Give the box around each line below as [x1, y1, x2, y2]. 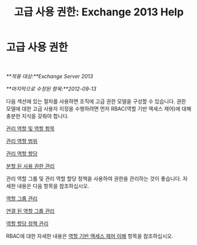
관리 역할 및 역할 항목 [6, 125, 55, 132]
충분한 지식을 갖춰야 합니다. [6, 112, 69, 120]
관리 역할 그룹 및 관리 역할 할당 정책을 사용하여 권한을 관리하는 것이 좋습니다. [6, 175, 182, 182]
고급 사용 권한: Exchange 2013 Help [14, 5, 184, 19]
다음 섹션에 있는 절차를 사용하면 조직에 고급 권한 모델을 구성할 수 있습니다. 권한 [6, 98, 186, 105]
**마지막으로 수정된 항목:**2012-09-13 [6, 85, 97, 92]
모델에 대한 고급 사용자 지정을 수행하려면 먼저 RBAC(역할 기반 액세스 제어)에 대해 [6, 105, 192, 112]
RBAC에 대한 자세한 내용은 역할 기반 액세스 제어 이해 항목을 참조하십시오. [6, 232, 173, 239]
